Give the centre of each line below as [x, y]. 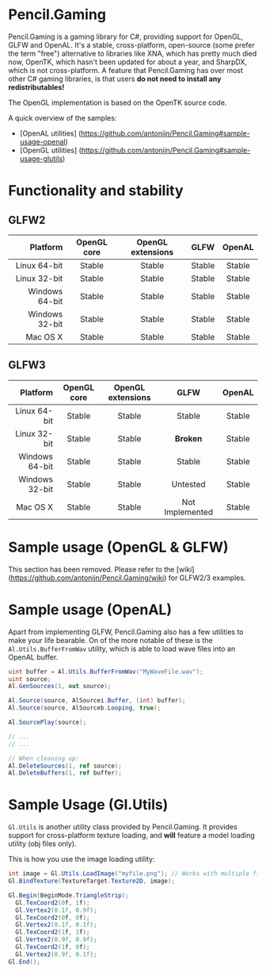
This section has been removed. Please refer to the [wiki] [101, 569]
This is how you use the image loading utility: [82, 860]
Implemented [189, 512]
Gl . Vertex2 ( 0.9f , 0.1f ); [56, 954]
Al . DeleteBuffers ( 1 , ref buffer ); [65, 773]
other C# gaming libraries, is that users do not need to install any [115, 79]
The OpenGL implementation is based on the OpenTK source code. [118, 102]
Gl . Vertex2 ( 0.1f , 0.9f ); [56, 910]
